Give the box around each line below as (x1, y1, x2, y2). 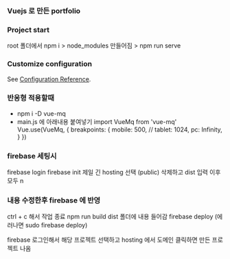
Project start (7, 25, 50, 34)
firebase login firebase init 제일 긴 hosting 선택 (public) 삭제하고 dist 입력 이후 (7, 168, 221, 176)
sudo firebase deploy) (25, 221, 88, 229)
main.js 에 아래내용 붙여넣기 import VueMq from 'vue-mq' (16, 117, 177, 125)
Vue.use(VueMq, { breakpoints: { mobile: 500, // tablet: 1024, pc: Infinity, (16, 125, 223, 134)
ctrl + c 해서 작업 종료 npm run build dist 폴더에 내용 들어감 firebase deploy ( (7, 212, 218, 221)
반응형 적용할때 (7, 93, 55, 103)
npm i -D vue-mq (16, 109, 67, 118)
